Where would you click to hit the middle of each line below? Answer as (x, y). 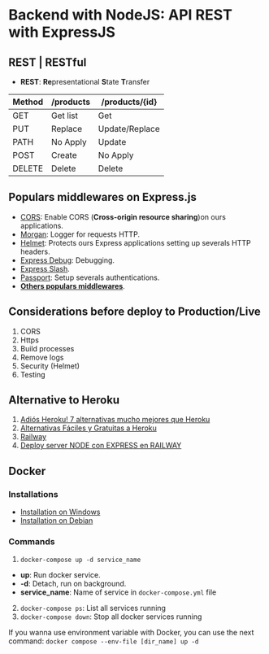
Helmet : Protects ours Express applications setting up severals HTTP (136, 242)
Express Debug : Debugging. (67, 260)
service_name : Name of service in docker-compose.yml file (118, 592)
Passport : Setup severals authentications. (90, 277)
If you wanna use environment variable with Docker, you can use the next (131, 633)
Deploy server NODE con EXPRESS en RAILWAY (101, 446)
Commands (32, 542)
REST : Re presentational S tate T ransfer (85, 82)
